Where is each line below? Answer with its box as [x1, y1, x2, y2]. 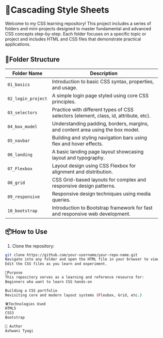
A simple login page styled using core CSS [51, 92, 149, 99]
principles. [51, 98, 76, 105]
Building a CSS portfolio [5, 288, 57, 293]
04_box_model [7, 124, 38, 129]
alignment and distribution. [51, 168, 113, 175]
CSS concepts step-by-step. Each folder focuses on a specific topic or [5, 31, 147, 37]
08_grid [7, 180, 25, 185]
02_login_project [7, 96, 48, 101]
